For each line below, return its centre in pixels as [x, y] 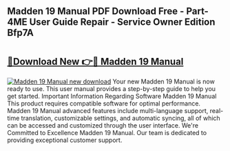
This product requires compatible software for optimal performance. [104, 103]
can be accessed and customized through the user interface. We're [103, 125]
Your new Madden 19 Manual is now [164, 81]
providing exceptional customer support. [65, 140]
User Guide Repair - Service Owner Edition [122, 22]
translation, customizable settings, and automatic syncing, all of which [121, 118]
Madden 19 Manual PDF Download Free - [96, 11]
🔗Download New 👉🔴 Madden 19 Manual [95, 61]
